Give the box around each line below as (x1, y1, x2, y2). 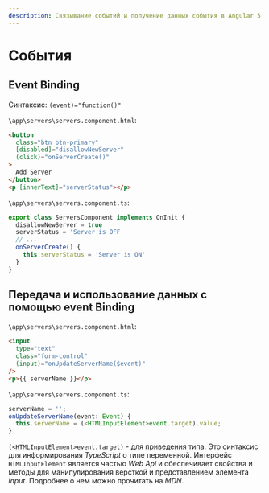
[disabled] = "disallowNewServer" (15, 146, 125, 154)
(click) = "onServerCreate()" (15, 154, 110, 162)
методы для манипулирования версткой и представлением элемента (8, 467, 249, 477)
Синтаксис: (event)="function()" (8, 100, 122, 109)
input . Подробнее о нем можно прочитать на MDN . (8, 476, 184, 486)
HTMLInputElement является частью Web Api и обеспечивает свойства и (8, 459, 253, 469)
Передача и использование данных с (8, 288, 208, 302)
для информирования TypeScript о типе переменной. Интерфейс (8, 450, 232, 460)
